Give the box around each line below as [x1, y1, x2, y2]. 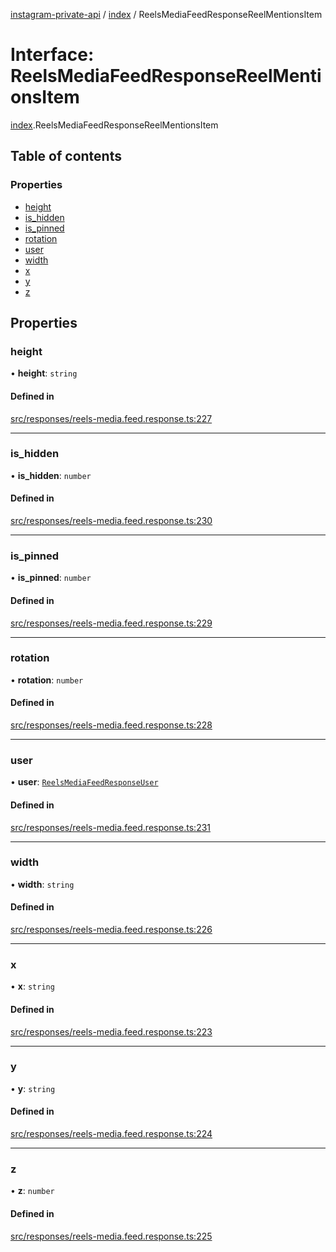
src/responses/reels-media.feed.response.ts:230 [10, 515, 213, 527]
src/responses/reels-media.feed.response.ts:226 [10, 924, 213, 936]
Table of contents [10, 148, 122, 165]
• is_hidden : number [10, 469, 92, 481]
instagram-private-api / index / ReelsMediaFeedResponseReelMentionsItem [10, 9, 323, 20]
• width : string [10, 878, 75, 890]
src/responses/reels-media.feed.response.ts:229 [10, 617, 213, 629]
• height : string [10, 367, 78, 379]
